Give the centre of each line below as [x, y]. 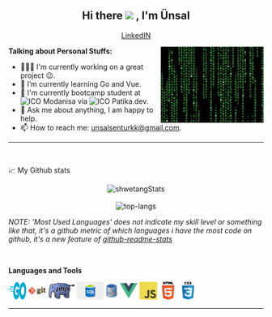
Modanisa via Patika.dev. [96, 101]
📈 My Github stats [39, 170]
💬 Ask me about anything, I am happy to [87, 109]
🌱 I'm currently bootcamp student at [80, 92]
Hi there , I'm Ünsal [136, 16]
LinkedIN [136, 35]
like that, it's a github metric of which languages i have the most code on [130, 230]
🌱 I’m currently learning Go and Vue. [81, 84]
